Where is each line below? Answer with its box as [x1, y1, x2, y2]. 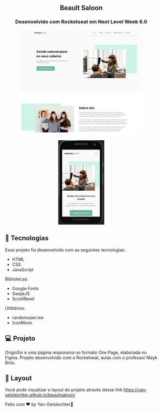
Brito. [5, 360, 16, 366]
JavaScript [12, 266, 34, 272]
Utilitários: [5, 305, 26, 311]
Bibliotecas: [5, 276, 29, 282]
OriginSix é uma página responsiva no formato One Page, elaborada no [5, 349, 147, 356]
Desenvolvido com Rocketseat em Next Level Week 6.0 [15, 18, 147, 25]
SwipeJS [12, 291, 30, 297]
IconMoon [12, 320, 32, 326]
